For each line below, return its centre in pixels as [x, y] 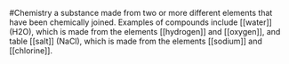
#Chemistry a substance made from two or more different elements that [141, 13]
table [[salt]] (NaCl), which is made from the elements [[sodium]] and [136, 41]
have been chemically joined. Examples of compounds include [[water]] [141, 22]
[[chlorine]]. [31, 51]
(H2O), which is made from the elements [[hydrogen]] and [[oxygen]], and [145, 32]
